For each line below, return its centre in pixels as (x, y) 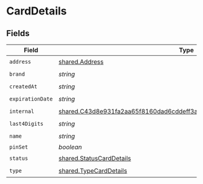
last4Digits (27, 124)
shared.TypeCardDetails (93, 171)
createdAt (23, 86)
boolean (70, 147)
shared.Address (81, 61)
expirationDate (31, 99)
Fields (18, 33)
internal (22, 111)
